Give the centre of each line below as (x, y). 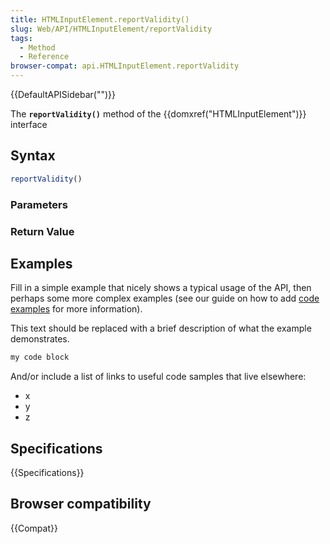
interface (29, 124)
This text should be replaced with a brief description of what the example (161, 328)
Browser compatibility (81, 504)
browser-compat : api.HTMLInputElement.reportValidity (125, 66)
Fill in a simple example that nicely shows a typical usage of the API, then (161, 288)
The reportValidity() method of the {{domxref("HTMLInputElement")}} (158, 114)
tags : (21, 38)
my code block (40, 357)
